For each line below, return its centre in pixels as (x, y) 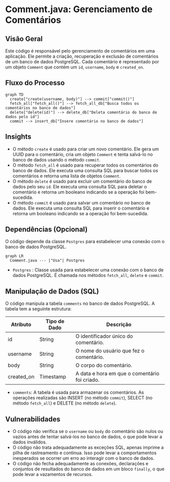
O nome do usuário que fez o (110, 351)
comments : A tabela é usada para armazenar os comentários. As (78, 392)
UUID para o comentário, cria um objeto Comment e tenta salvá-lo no (83, 154)
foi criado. (88, 380)
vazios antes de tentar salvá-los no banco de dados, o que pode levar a (87, 437)
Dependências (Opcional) (46, 230)
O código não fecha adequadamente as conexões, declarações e (80, 464)
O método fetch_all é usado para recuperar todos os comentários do (85, 165)
